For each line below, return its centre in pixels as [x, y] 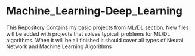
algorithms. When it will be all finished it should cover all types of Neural [95, 40]
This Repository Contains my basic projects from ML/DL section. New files [97, 27]
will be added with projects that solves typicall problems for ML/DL [88, 33]
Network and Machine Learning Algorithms [59, 46]
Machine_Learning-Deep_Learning [95, 11]
